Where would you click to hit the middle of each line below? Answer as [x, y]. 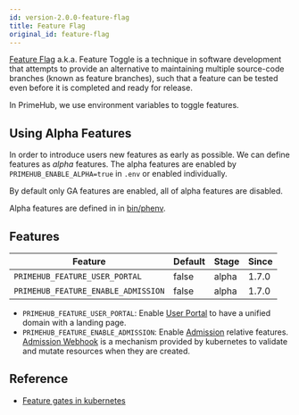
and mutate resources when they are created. [106, 351]
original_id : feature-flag [59, 34]
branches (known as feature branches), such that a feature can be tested [144, 79]
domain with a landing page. [74, 323]
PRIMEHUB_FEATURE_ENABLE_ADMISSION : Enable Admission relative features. [155, 332]
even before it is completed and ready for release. [101, 88]
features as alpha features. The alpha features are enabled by [123, 164]
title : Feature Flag [48, 26]
